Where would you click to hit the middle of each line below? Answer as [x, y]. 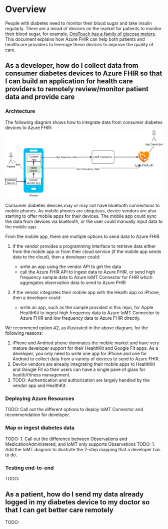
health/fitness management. [41, 375]
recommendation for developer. [38, 415]
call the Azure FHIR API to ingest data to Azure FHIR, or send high [87, 272]
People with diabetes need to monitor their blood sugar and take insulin [79, 23]
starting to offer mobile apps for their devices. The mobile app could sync [81, 216]
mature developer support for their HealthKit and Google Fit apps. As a [85, 348]
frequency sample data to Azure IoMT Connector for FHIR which [86, 277]
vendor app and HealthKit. [39, 385]
